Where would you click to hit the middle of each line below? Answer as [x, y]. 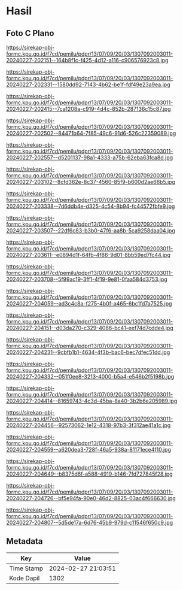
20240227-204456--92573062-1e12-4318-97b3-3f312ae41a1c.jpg [89, 425]
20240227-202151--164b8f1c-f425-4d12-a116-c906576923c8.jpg [87, 60]
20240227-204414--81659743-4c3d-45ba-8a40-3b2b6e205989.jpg [92, 401]
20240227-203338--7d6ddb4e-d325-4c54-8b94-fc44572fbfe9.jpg [91, 206]
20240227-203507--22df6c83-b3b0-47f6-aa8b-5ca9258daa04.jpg [91, 231]
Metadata [25, 541]
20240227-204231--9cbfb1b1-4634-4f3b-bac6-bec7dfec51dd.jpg [88, 352]
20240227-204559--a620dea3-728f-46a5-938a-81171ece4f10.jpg [89, 450]
